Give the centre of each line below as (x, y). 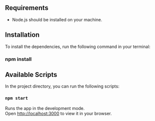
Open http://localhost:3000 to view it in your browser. (59, 113)
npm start (16, 98)
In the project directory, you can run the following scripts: (62, 86)
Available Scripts (31, 75)
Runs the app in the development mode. (45, 108)
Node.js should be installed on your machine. (57, 19)
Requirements (27, 8)
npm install (18, 59)
